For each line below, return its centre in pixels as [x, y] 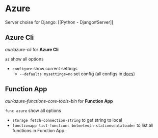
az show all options [25, 59]
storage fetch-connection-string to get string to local [67, 120]
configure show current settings [45, 68]
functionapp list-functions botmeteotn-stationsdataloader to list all [83, 125]
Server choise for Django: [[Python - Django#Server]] [59, 22]
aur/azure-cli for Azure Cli [32, 49]
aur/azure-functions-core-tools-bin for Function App [59, 101]
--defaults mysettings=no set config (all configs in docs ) [77, 74]
